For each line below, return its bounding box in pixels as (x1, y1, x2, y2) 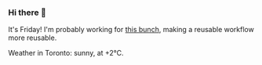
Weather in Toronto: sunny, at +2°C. (8, 49, 124, 58)
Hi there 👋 (8, 7, 47, 18)
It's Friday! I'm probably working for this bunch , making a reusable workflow (8, 25, 255, 34)
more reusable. (8, 33, 57, 42)
